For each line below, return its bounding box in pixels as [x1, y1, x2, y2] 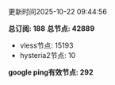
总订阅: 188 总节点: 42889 [8, 24, 95, 33]
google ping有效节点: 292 [8, 68, 94, 77]
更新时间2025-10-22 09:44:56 [8, 7, 107, 16]
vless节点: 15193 [19, 41, 74, 50]
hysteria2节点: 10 [19, 51, 76, 60]
